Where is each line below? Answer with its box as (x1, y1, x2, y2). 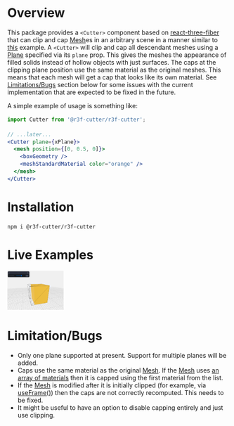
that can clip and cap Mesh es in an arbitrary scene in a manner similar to (7, 35, 218, 44)
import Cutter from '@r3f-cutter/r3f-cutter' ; (7, 116, 146, 123)
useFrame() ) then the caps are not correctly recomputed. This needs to (17, 388, 224, 396)
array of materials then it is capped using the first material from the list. (17, 373, 223, 382)
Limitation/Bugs (7, 328, 103, 344)
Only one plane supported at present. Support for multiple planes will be (17, 351, 227, 359)
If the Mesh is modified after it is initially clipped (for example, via (17, 381, 207, 389)
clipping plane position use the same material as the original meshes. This (7, 65, 221, 74)
